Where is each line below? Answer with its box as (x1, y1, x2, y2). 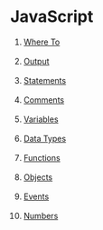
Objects (23, 171, 53, 183)
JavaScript (10, 6, 94, 27)
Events (23, 191, 50, 202)
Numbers (23, 210, 59, 221)
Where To (23, 36, 61, 47)
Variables (23, 114, 59, 125)
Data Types (23, 133, 67, 144)
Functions (23, 152, 61, 163)
